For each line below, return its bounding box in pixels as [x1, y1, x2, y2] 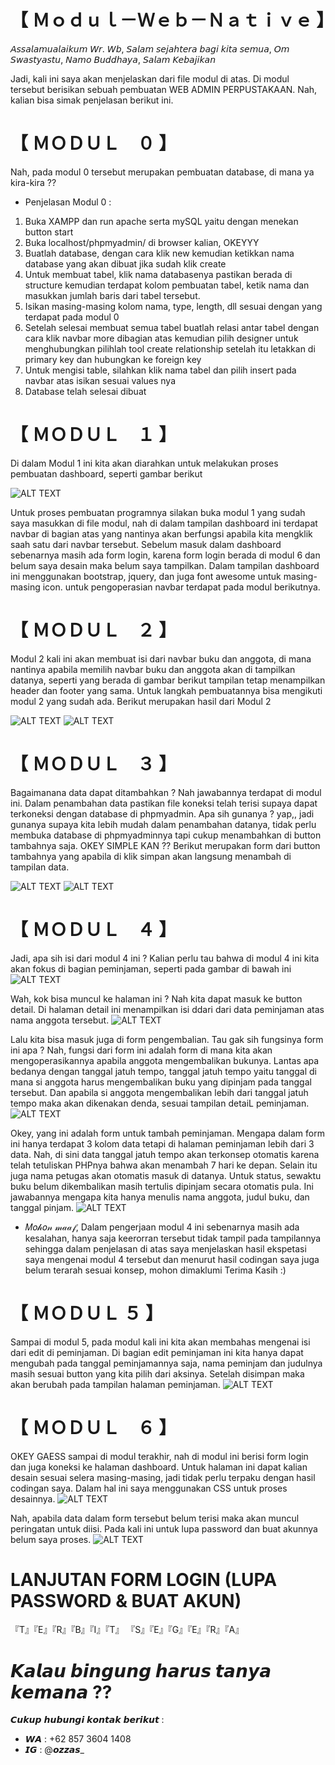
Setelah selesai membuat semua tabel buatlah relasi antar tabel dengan [24, 321, 320, 333]
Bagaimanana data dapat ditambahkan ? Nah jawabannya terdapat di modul [10, 786, 322, 798]
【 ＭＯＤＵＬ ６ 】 [10, 1416, 177, 1439]
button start [24, 226, 74, 238]
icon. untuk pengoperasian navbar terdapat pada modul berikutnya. [42, 581, 321, 593]
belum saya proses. [10, 1533, 92, 1545]
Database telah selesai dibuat [24, 385, 147, 397]
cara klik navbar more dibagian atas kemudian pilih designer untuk [24, 332, 299, 344]
